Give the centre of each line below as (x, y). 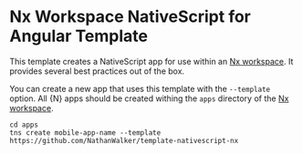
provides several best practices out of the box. (97, 71)
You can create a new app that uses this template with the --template (140, 88)
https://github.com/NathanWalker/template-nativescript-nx (124, 140)
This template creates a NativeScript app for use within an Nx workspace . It (151, 61)
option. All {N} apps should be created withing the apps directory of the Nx (149, 98)
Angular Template (79, 36)
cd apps (24, 125)
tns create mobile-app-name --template (85, 133)
